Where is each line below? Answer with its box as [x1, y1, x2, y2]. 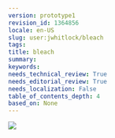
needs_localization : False [8, 84, 97, 93]
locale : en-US [8, 26, 55, 34]
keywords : [8, 63, 41, 71]
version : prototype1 [8, 11, 76, 20]
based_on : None [8, 99, 58, 107]
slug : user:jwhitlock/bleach [8, 33, 104, 42]
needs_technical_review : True [8, 70, 108, 78]
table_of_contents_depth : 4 [8, 92, 101, 100]
